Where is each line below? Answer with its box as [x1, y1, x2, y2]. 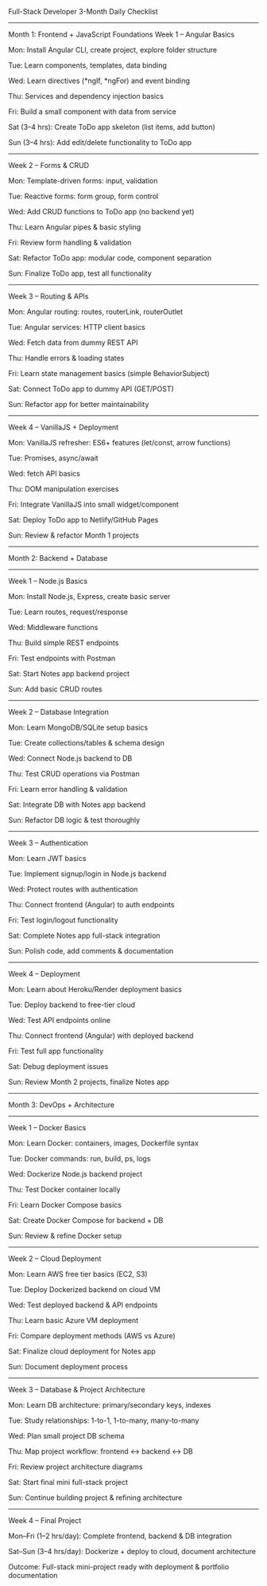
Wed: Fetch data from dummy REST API [8, 338, 138, 347]
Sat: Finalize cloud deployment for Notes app [8, 1346, 157, 1356]
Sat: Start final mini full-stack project [8, 1478, 129, 1486]
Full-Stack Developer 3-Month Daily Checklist [8, 7, 158, 16]
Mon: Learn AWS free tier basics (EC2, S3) [8, 1270, 149, 1279]
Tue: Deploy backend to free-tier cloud [8, 1000, 136, 1009]
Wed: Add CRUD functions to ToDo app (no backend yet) [8, 207, 195, 216]
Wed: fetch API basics [8, 469, 81, 478]
